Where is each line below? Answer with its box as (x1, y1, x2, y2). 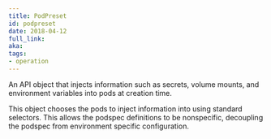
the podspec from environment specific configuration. (8, 121, 189, 131)
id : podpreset (8, 20, 57, 28)
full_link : (8, 34, 45, 43)
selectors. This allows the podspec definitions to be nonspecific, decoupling (8, 112, 264, 122)
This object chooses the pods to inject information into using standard (8, 103, 243, 114)
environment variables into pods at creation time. (8, 88, 173, 98)
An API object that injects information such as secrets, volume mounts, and (8, 79, 260, 89)
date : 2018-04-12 (8, 27, 67, 35)
